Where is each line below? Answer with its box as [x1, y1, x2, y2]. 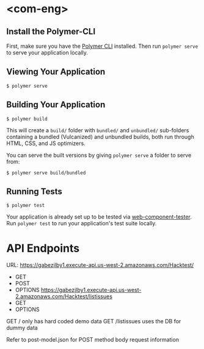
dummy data [6, 324, 38, 332]
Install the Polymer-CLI [6, 26, 96, 37]
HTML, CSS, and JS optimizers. [6, 140, 86, 147]
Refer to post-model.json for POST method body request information [6, 336, 179, 343]
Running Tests [6, 186, 62, 197]
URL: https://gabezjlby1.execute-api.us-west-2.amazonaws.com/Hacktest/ [6, 261, 194, 269]
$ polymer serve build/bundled [6, 170, 86, 176]
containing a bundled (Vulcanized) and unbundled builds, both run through [6, 133, 194, 140]
